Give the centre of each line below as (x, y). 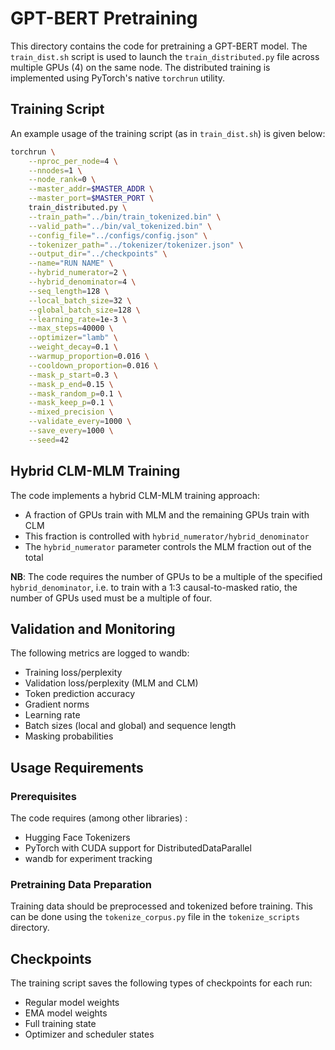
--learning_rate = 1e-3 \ (78, 319)
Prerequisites (43, 796)
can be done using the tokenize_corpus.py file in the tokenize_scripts (155, 917)
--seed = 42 (49, 440)
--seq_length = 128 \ (69, 291)
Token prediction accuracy (80, 694)
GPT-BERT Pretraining (104, 18)
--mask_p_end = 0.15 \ (71, 384)
